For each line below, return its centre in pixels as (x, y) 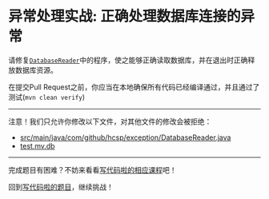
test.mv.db (37, 145)
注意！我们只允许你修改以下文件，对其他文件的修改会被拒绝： (110, 121)
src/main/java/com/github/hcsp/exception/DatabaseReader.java (125, 137)
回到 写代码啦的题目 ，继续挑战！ (61, 187)
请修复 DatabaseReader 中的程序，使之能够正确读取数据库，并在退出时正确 (128, 60)
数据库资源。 (36, 70)
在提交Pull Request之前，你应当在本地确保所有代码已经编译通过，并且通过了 (134, 87)
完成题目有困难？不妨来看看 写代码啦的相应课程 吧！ (92, 169)
